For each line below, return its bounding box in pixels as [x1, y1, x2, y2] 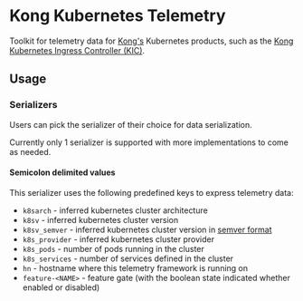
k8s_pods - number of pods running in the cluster [22, 243, 205, 254]
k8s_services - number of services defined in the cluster [22, 253, 233, 264]
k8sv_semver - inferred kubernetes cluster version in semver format [22, 224, 273, 235]
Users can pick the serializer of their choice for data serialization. [9, 119, 253, 130]
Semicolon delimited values [9, 167, 116, 178]
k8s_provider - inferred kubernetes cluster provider [22, 233, 215, 245]
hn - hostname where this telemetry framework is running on [22, 262, 249, 273]
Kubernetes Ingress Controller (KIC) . [9, 44, 146, 55]
